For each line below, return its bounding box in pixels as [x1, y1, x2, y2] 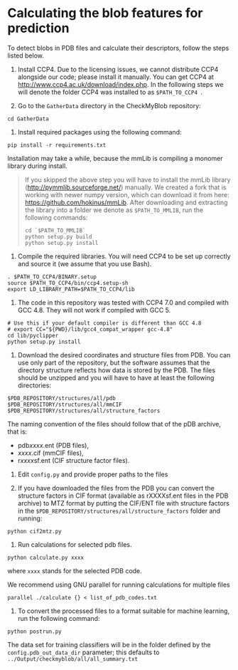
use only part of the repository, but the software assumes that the [17, 358, 211, 367]
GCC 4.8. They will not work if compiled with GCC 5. [17, 305, 171, 314]
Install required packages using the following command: [17, 127, 182, 136]
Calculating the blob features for [7, 5, 203, 21]
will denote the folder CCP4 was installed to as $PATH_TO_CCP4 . [17, 88, 203, 96]
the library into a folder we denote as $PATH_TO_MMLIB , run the [24, 205, 204, 214]
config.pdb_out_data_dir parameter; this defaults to [7, 648, 160, 656]
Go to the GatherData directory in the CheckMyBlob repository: [17, 101, 201, 110]
